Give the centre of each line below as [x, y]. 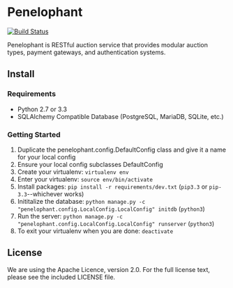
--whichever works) [55, 194]
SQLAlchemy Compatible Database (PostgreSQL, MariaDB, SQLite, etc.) [121, 116]
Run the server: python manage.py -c [70, 216]
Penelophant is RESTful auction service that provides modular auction [107, 45]
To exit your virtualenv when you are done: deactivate [95, 231]
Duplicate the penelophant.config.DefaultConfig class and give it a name [122, 150]
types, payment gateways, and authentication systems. [87, 52]
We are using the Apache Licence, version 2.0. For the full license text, [109, 269]
